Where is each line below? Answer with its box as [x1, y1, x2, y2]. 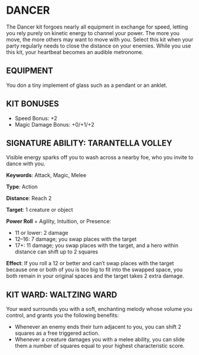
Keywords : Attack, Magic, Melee [6, 172, 87, 179]
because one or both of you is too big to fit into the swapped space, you [6, 266, 183, 274]
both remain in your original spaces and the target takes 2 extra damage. [6, 272, 184, 279]
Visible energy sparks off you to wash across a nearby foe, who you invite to [6, 154, 194, 161]
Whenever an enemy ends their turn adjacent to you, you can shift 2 [14, 323, 182, 331]
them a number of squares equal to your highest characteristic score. [14, 343, 185, 350]
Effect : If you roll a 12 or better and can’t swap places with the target [6, 260, 174, 267]
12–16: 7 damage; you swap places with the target [14, 235, 137, 243]
